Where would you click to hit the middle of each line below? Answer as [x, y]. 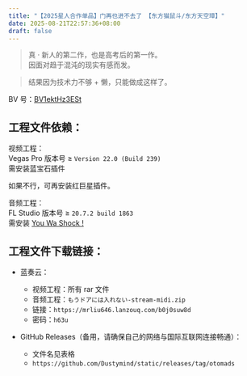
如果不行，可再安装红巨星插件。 [61, 186]
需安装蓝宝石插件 [37, 169]
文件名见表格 [53, 354]
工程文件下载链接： [56, 251]
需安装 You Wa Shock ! [46, 223]
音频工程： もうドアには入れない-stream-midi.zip [109, 299]
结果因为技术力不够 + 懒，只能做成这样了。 [100, 82]
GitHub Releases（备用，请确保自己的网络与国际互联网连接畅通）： [131, 337]
